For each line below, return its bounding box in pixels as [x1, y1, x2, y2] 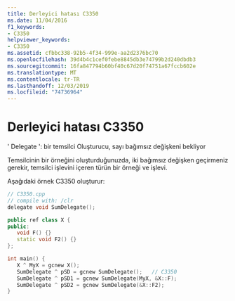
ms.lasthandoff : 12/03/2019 [7, 82, 90, 89]
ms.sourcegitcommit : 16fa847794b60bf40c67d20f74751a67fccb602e [7, 63, 196, 70]
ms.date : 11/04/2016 [7, 17, 68, 24]
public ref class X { [7, 216, 71, 224]
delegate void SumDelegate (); [7, 203, 96, 211]
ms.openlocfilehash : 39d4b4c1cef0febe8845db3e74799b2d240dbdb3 [7, 56, 196, 63]
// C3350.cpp [7, 191, 46, 198]
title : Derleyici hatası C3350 [7, 10, 99, 18]
